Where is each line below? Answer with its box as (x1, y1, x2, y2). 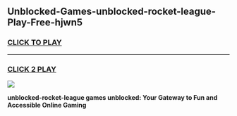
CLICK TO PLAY (7, 38, 62, 48)
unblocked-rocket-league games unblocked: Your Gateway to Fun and (7, 93, 218, 101)
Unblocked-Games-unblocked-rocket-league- (7, 6, 217, 18)
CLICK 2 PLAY (7, 64, 56, 74)
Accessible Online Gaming (7, 101, 87, 109)
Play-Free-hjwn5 (7, 17, 83, 29)
